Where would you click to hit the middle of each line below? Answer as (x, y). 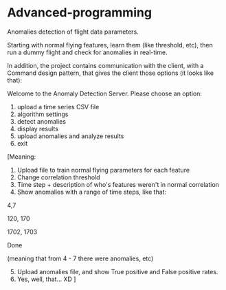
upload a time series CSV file (58, 107)
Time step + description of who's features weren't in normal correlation (118, 184)
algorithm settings (43, 114)
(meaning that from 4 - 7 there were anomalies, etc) (80, 258)
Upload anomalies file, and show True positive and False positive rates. (117, 271)
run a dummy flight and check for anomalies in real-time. (87, 52)
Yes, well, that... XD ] (46, 279)
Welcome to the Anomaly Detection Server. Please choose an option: (105, 93)
